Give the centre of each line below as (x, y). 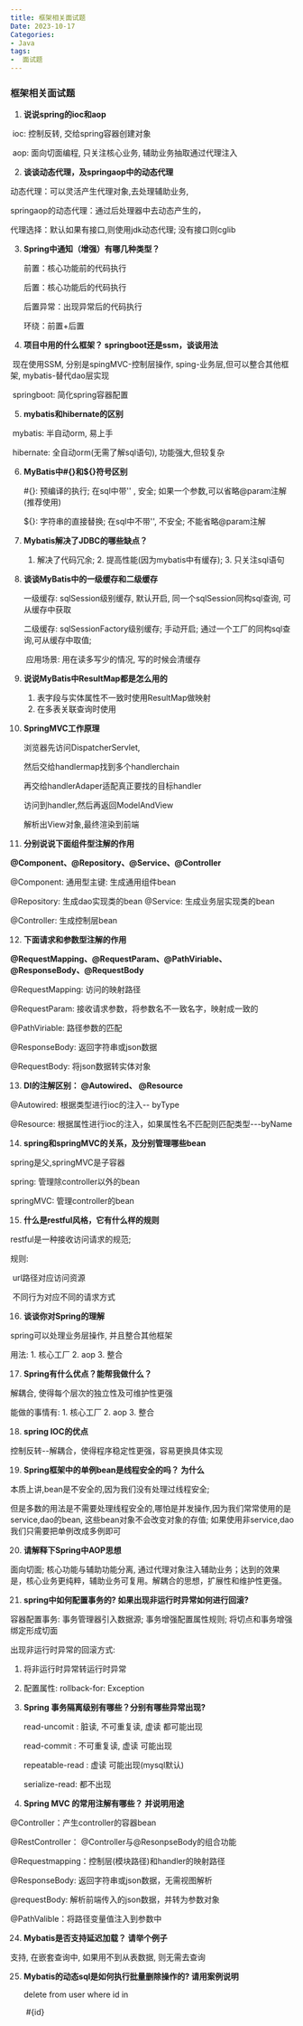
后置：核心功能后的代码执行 (75, 288)
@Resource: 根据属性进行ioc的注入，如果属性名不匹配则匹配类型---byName (151, 1124)
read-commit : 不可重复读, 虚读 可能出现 (97, 1746)
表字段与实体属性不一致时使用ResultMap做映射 (124, 698)
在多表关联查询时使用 (76, 709)
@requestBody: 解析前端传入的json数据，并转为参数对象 (115, 1899)
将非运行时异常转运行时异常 (75, 1669)
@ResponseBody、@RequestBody (77, 970)
